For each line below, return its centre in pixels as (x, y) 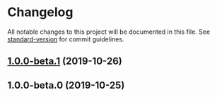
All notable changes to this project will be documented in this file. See (109, 32)
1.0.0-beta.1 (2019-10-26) (65, 62)
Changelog (40, 12)
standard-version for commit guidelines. (66, 39)
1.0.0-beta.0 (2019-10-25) (66, 85)
